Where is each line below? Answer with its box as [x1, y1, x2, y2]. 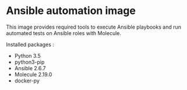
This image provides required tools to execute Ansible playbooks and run [6, 23, 182, 30]
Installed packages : [6, 41, 54, 48]
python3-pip [14, 58, 45, 65]
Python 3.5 [14, 52, 41, 59]
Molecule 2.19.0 [14, 71, 52, 78]
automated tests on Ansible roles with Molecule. [6, 29, 121, 36]
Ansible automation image [6, 4, 136, 18]
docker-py [14, 77, 40, 84]
